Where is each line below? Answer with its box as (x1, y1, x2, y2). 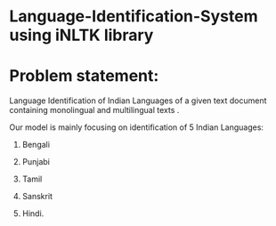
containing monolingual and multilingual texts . (9, 105, 180, 116)
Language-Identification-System (9, 6, 258, 27)
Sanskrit (21, 191, 53, 202)
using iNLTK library (9, 25, 154, 45)
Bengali (21, 140, 51, 150)
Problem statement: (9, 66, 159, 86)
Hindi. (21, 208, 45, 219)
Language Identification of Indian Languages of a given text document (9, 95, 267, 106)
